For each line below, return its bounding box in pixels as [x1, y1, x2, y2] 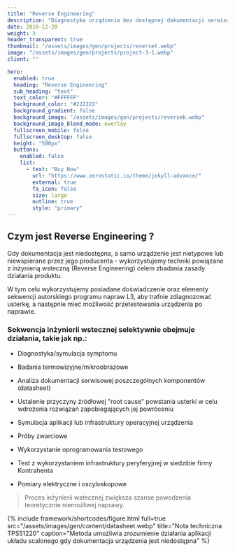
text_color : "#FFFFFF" [13, 94, 80, 101]
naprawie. [7, 307, 36, 315]
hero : [7, 68, 23, 75]
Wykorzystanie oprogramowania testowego [17, 445, 143, 454]
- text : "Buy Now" [25, 166, 80, 173]
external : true [32, 179, 77, 186]
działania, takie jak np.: [7, 333, 87, 343]
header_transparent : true [7, 36, 83, 43]
